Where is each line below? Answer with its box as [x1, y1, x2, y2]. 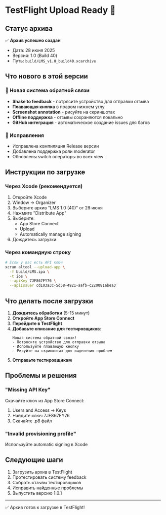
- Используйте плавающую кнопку [12, 344, 79, 349]
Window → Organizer [12, 199, 56, 205]
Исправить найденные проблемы [12, 485, 83, 491]
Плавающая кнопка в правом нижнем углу [12, 104, 105, 110]
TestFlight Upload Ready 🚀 [5, 4, 116, 16]
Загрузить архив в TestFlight [12, 469, 73, 475]
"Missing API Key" [5, 386, 51, 393]
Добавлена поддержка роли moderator [12, 148, 95, 154]
